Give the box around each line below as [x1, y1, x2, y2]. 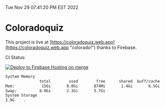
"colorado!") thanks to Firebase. [70, 44, 137, 50]
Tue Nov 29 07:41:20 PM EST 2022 [5, 5, 79, 10]
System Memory [5, 74, 36, 79]
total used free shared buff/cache [39, 78, 160, 84]
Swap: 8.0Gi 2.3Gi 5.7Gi [5, 88, 106, 93]
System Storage [5, 93, 38, 98]
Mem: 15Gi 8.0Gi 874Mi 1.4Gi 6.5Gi [5, 84, 160, 89]
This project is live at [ [5, 39, 52, 45]
